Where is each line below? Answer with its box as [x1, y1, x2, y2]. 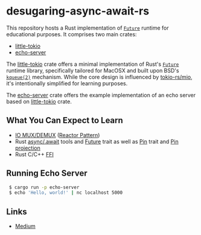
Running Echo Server [6, 168, 88, 179]
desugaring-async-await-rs [6, 4, 150, 18]
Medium [14, 222, 36, 230]
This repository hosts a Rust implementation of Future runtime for [6, 24, 169, 31]
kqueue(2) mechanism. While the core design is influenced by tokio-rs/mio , [6, 73, 193, 80]
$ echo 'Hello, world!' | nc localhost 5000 [8, 190, 123, 196]
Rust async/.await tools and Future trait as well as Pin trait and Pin [14, 138, 179, 145]
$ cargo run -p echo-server [8, 184, 80, 190]
